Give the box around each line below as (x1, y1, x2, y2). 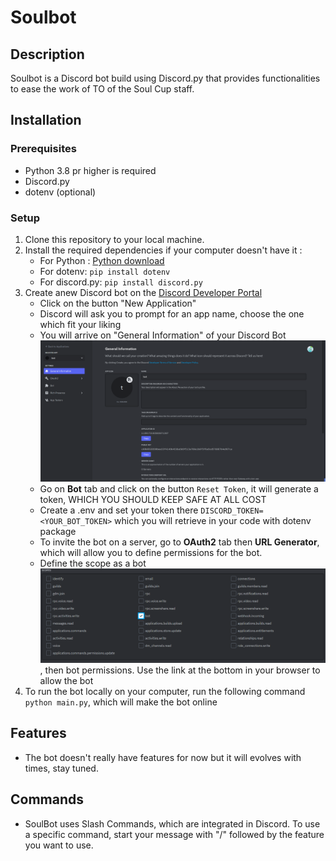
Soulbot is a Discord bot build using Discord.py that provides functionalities (10, 72, 321, 84)
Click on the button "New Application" (39, 297, 197, 309)
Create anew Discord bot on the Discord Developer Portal (24, 286, 263, 298)
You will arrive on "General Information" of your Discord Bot (39, 329, 287, 341)
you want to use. (24, 839, 94, 851)
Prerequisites (10, 142, 77, 156)
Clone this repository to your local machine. (24, 233, 205, 245)
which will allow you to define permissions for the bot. (39, 546, 263, 558)
